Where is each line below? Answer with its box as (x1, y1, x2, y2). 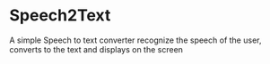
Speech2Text (9, 5, 111, 26)
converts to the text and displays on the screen (9, 44, 184, 54)
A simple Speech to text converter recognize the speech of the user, (9, 35, 262, 45)
